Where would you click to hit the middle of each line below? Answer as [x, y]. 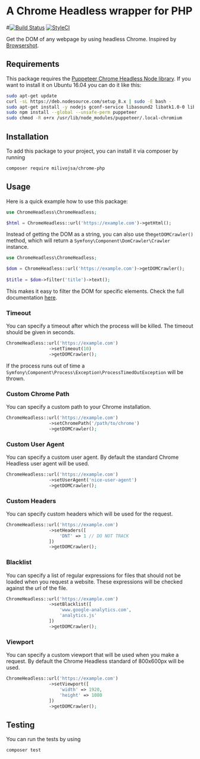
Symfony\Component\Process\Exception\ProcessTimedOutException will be [95, 372]
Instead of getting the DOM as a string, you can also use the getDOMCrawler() [100, 235]
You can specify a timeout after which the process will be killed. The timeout [100, 326]
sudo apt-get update [32, 96]
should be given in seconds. [41, 332]
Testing [21, 725]
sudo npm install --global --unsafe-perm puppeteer [71, 112]
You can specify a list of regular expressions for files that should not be [93, 575]
